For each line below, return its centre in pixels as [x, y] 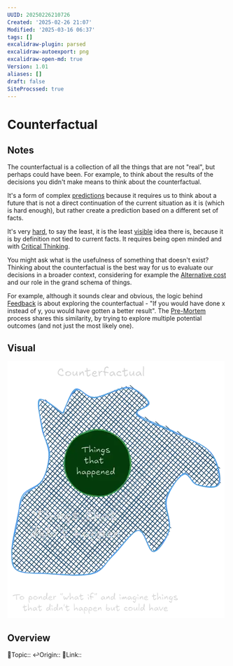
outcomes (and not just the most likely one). [71, 326]
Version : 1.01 [28, 67]
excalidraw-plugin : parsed [47, 45]
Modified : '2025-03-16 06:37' [51, 29]
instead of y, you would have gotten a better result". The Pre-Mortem [107, 311]
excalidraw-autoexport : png [48, 52]
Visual [22, 348]
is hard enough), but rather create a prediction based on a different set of [113, 211]
